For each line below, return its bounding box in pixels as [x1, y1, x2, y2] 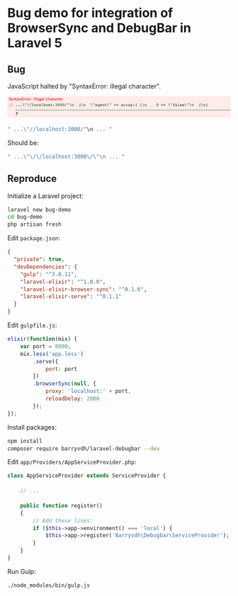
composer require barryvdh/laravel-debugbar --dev [7, 445, 160, 452]
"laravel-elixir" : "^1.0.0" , [20, 278, 106, 285]
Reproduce [7, 173, 57, 185]
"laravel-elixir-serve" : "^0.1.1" [20, 293, 122, 300]
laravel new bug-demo [7, 206, 72, 213]
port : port [45, 365, 78, 372]
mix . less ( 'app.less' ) [20, 350, 84, 357]
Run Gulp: [7, 567, 37, 575]
